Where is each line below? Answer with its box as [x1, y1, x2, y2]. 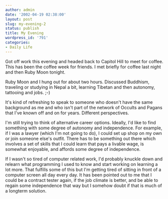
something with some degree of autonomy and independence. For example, [5, 125, 162, 131]
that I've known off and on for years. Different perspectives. [5, 110, 129, 116]
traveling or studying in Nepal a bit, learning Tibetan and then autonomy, [5, 84, 155, 90]
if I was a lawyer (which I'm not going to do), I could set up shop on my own [5, 130, 162, 136]
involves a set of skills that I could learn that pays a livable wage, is [5, 141, 144, 147]
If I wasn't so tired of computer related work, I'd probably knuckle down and [5, 156, 162, 162]
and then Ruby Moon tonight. [5, 69, 65, 75]
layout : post [5, 17, 33, 22]
